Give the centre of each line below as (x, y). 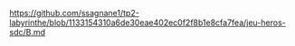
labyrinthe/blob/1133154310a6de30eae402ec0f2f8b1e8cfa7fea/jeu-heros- (148, 23)
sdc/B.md (28, 32)
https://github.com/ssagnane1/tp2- (75, 13)
